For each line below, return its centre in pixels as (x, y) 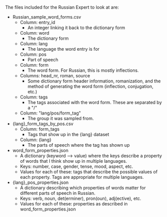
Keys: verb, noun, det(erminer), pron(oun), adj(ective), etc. (81, 198)
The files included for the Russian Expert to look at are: (62, 7)
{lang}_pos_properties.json (40, 182)
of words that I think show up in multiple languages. (73, 161)
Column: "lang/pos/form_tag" (51, 113)
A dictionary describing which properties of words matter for (83, 188)
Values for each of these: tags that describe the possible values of (89, 172)
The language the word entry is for (63, 49)
